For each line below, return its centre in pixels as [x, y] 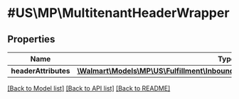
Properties [31, 39]
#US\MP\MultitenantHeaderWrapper [118, 13]
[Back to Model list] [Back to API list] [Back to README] [89, 88]
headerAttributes [41, 71]
